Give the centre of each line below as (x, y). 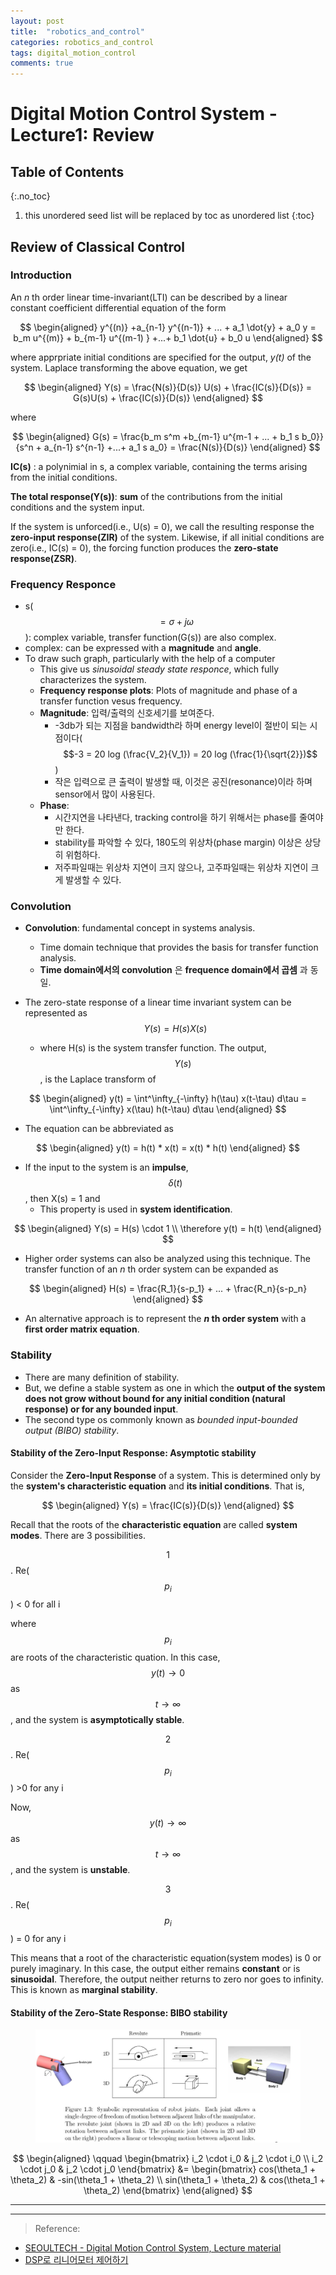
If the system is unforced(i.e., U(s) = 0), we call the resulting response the (162, 526)
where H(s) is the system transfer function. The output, (153, 1048)
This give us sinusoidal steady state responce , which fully (159, 669)
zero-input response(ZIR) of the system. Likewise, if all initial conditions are (167, 537)
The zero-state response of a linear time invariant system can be (158, 1002)
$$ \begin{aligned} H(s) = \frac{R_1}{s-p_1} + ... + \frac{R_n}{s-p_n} (168, 1289)
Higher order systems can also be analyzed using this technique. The (167, 1259)
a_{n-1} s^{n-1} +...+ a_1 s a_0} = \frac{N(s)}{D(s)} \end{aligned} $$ (182, 447)
